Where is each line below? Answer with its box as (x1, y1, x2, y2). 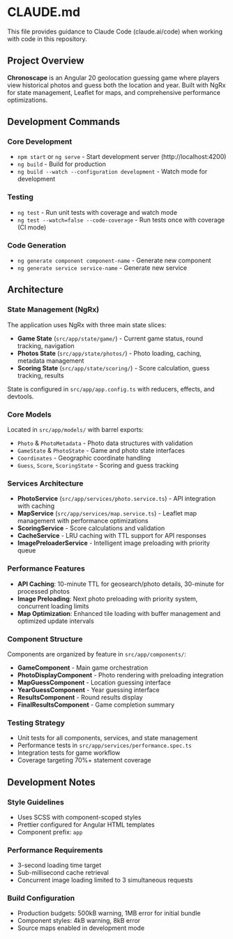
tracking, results (17, 371, 64, 380)
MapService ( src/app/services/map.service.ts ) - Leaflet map (17, 509, 197, 518)
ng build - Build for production (17, 160, 106, 168)
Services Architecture (7, 479, 84, 488)
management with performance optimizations (17, 517, 149, 525)
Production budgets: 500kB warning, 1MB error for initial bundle (17, 909, 201, 917)
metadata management (17, 356, 84, 365)
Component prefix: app (17, 827, 83, 836)
